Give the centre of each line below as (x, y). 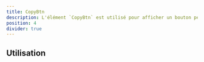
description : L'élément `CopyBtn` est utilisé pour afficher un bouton (99, 17)
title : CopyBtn (25, 12)
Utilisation (26, 53)
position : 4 (21, 23)
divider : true (24, 29)
